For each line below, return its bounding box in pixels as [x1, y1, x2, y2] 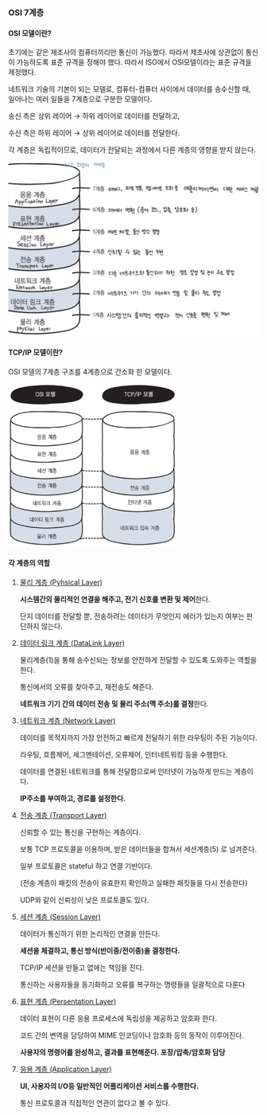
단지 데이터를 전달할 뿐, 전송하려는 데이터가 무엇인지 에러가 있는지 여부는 [19, 611, 245, 620]
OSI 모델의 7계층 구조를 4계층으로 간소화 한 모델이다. [8, 366, 172, 376]
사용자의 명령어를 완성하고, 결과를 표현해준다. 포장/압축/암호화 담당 [19, 1047, 226, 1057]
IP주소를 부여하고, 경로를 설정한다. [19, 793, 126, 803]
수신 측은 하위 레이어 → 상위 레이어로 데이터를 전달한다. [8, 128, 180, 138]
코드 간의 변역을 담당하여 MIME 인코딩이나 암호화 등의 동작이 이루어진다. [19, 1030, 245, 1040]
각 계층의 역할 [8, 558, 50, 568]
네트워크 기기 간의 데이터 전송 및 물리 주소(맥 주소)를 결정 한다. [19, 698, 209, 708]
